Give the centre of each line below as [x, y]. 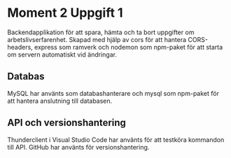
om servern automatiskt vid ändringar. [62, 55]
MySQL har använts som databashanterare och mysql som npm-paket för [113, 93]
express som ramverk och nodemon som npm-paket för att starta [128, 47]
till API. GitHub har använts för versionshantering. [78, 147]
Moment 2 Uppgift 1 [65, 13]
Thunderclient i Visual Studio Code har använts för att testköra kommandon [116, 139]
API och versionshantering [66, 123]
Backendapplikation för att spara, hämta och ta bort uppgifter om [101, 32]
